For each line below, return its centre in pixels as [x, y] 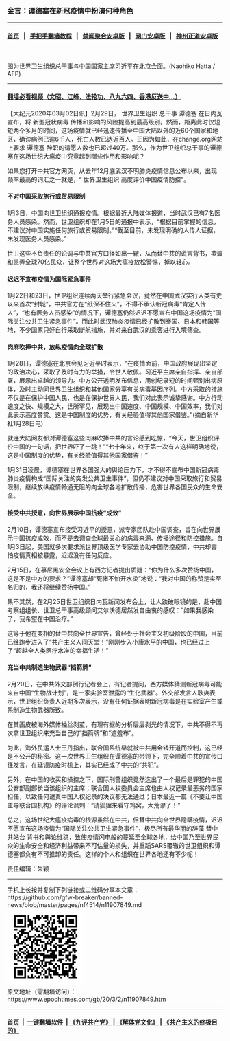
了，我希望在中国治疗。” [40, 618]
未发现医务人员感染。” [37, 238]
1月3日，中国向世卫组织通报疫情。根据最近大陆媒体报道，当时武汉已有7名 [111, 213]
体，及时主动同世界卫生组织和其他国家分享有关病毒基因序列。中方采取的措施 [115, 389]
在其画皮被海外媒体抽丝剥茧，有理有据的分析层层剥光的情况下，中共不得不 [112, 724]
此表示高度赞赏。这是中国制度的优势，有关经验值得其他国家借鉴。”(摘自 [107, 415]
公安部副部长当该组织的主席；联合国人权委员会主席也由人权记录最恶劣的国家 [115, 787]
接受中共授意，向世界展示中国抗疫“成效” [64, 513]
